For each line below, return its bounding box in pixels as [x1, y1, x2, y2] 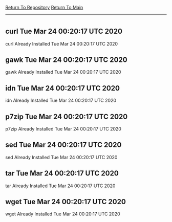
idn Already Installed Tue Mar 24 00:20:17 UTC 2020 [5, 97, 117, 104]
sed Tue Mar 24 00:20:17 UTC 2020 [5, 141, 122, 149]
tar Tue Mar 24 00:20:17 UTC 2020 [5, 169, 119, 178]
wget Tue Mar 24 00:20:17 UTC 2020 [5, 197, 126, 206]
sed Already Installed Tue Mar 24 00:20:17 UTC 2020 [5, 154, 118, 160]
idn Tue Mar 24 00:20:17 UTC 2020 [5, 84, 120, 93]
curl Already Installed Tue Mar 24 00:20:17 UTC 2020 [5, 40, 118, 47]
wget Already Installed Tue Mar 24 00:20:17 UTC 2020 [5, 211, 120, 217]
